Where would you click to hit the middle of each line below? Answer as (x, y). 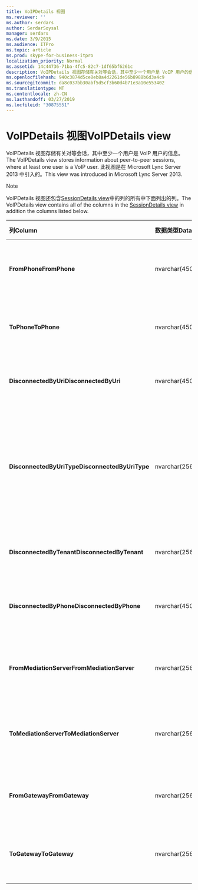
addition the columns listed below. (47, 211)
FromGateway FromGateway (49, 796)
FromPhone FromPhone (42, 269)
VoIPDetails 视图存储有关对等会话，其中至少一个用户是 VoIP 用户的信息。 (95, 153)
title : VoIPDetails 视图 (36, 12)
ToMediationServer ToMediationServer (64, 734)
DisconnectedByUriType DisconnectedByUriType (79, 467)
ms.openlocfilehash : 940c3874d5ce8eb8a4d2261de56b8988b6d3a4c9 (85, 77)
